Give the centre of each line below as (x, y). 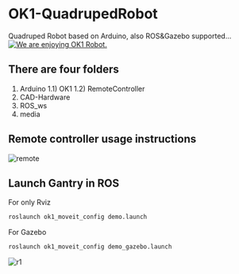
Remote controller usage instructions (102, 139)
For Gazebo (27, 233)
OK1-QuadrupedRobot (83, 14)
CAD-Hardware (45, 97)
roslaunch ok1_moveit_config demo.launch (78, 217)
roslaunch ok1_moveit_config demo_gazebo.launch (90, 247)
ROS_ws (33, 105)
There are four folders (64, 70)
